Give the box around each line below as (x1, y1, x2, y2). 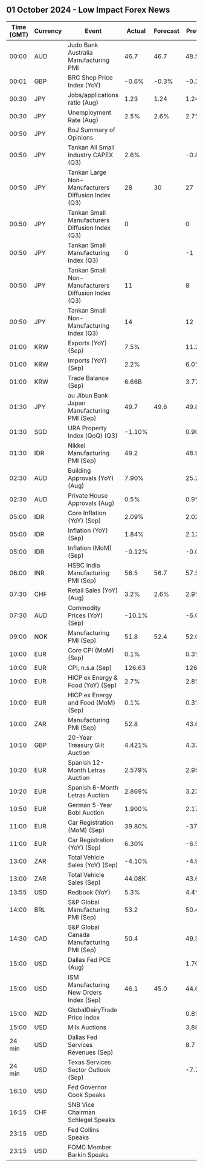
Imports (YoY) (67, 356, 107, 365)
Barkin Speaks (67, 1150, 109, 1159)
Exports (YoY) (67, 339, 107, 347)
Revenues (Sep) (67, 1048, 114, 1057)
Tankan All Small (67, 143, 115, 151)
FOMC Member (67, 1143, 112, 1151)
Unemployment (67, 108, 112, 117)
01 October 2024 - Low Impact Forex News (6, 5, 170, 15)
